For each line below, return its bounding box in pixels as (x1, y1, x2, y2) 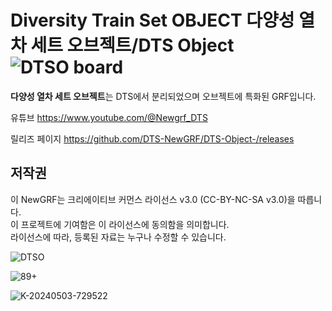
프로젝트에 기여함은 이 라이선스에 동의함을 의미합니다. (20, 218, 230, 230)
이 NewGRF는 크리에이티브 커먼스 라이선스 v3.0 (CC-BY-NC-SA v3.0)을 (10, 193, 296, 205)
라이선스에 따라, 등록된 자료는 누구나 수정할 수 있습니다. (10, 231, 227, 243)
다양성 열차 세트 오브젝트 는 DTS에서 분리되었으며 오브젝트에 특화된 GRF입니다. (10, 90, 317, 102)
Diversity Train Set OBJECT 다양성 (10, 9, 295, 32)
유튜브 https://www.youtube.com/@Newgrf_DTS (10, 111, 208, 123)
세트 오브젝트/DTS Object (30, 34, 235, 57)
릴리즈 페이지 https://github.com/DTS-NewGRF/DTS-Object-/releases (10, 132, 295, 145)
